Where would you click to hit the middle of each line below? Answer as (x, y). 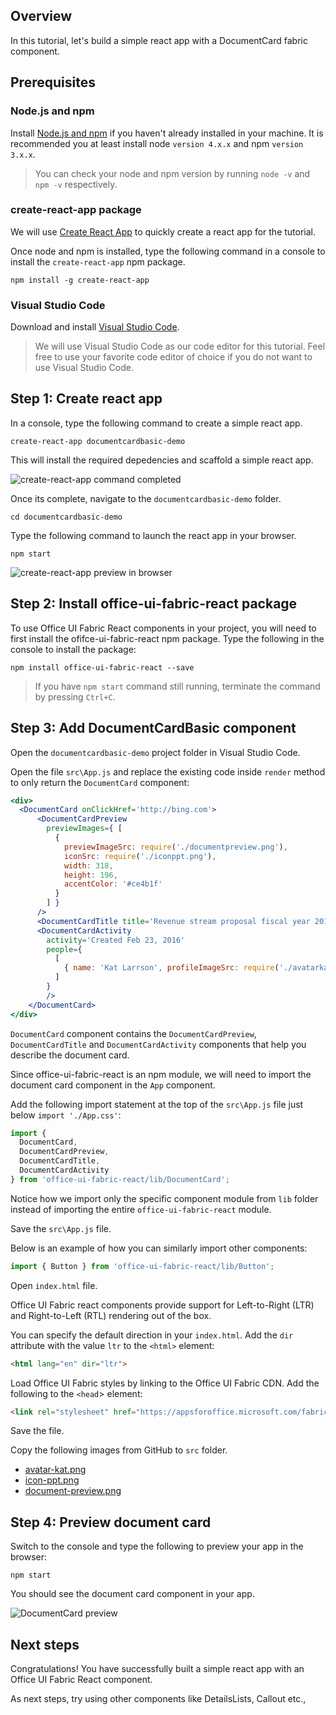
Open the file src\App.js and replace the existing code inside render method (168, 771)
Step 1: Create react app (86, 399)
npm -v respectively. (76, 184)
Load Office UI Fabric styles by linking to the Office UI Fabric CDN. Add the (165, 1383)
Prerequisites (53, 82)
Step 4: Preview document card (111, 1522)
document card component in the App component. (113, 1085)
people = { (64, 949)
